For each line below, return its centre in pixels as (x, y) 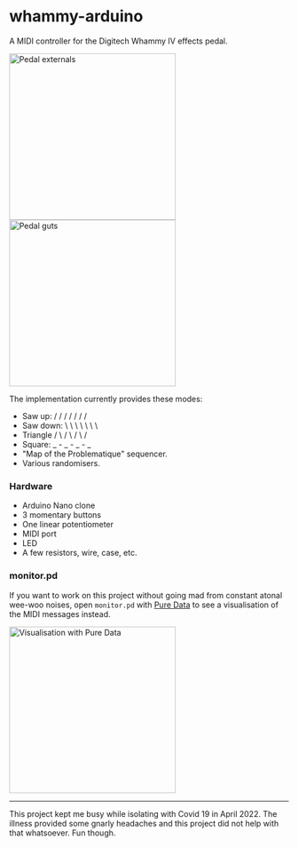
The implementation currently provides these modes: (106, 399)
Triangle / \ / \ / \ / (54, 435)
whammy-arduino (76, 16)
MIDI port (39, 534)
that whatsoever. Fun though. (63, 833)
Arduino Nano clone (59, 506)
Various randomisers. (61, 463)
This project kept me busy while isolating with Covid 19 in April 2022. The (143, 813)
